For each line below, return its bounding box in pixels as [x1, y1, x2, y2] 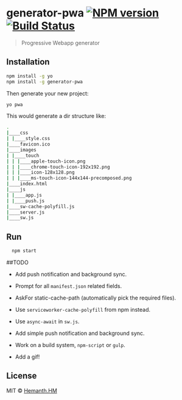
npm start [12, 248, 37, 254]
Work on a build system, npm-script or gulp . [15, 341, 126, 348]
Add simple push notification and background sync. [15, 329, 145, 337]
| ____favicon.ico [6, 141, 51, 147]
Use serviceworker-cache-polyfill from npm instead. [15, 306, 151, 313]
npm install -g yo [6, 73, 53, 79]
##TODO [6, 259, 29, 266]
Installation [6, 57, 50, 67]
